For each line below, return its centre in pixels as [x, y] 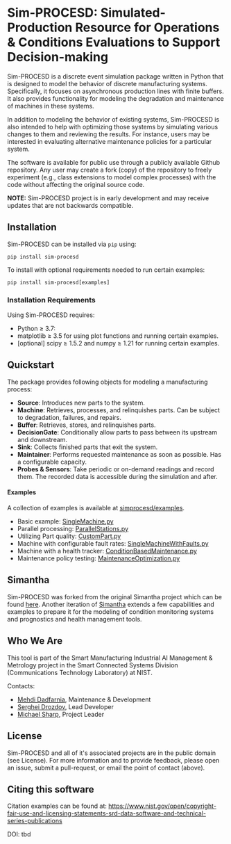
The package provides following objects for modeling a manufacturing [108, 382]
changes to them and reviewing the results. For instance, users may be [109, 134]
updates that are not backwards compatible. [70, 205]
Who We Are [35, 641]
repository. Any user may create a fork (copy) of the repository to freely [110, 170]
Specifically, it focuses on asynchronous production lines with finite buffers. [115, 91]
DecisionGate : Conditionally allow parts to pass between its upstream [117, 432]
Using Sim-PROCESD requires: [51, 315]
